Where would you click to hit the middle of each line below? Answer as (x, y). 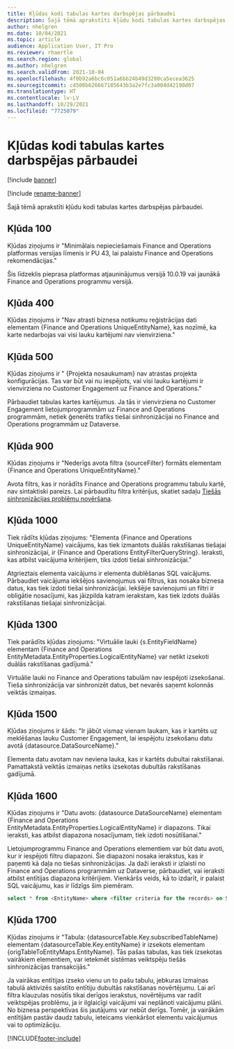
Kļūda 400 (31, 303)
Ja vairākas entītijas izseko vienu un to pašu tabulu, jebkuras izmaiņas (108, 980)
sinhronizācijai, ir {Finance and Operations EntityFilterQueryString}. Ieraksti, (116, 552)
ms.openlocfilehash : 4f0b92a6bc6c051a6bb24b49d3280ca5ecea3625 (101, 79)
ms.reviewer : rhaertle (40, 53)
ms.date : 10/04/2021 (37, 33)
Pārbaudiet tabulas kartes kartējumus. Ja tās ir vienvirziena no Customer (111, 402)
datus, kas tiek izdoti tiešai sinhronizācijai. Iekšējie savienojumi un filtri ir (111, 588)
